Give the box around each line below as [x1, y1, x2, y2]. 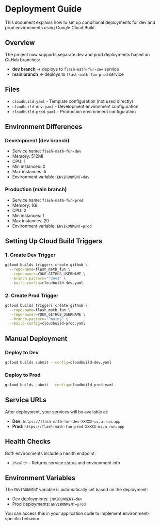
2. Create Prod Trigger [5, 292, 59, 299]
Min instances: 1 [12, 213, 45, 218]
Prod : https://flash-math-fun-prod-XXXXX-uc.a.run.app [12, 423, 125, 429]
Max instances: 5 [12, 169, 47, 175]
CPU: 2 [12, 207, 27, 213]
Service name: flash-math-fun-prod [12, 197, 84, 203]
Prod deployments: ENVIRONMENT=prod [12, 501, 86, 507]
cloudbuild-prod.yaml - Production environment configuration [12, 108, 136, 115]
